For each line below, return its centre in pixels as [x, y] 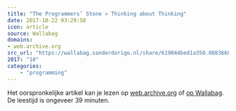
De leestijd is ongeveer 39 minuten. [59, 100]
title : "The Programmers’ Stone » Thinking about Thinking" [97, 14]
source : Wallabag [33, 33]
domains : [20, 40]
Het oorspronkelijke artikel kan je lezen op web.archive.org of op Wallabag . [116, 93]
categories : [25, 66]
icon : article [28, 27]
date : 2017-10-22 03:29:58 [47, 20]
